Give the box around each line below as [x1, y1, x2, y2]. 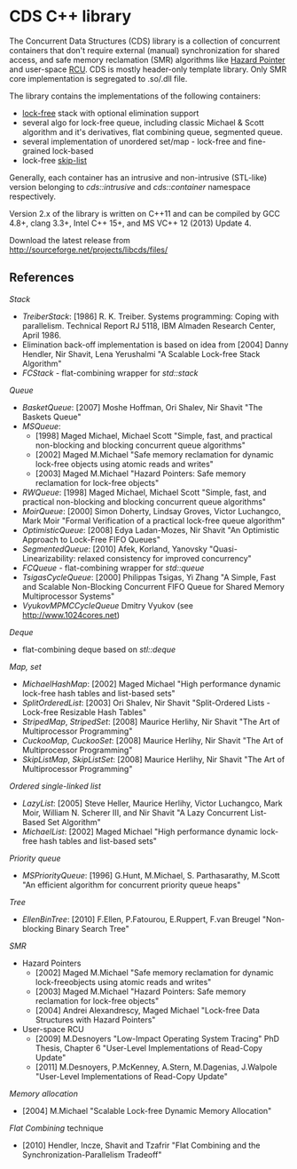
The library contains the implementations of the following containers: [9, 91, 262, 101]
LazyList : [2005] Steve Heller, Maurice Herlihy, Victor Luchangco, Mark [21, 798, 283, 808]
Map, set [9, 661, 42, 672]
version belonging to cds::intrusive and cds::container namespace [9, 181, 251, 192]
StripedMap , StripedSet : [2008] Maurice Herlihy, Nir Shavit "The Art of [21, 716, 281, 727]
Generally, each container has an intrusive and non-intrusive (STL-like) [9, 171, 268, 183]
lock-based [51, 145, 94, 156]
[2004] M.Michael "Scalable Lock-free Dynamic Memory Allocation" [21, 1105, 272, 1116]
